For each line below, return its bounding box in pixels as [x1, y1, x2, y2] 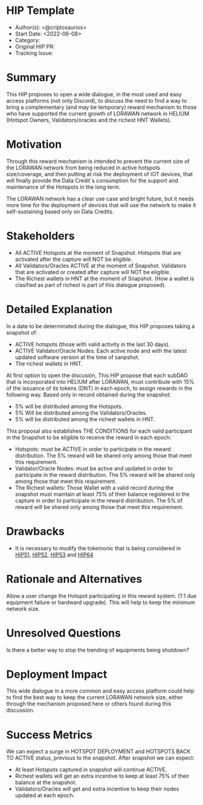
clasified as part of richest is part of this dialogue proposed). [14, 281, 166, 288]
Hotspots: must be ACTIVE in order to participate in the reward [14, 445, 171, 453]
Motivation [6, 137, 62, 151]
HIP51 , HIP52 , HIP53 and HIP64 [14, 551, 94, 558]
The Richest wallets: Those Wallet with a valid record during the [14, 484, 174, 491]
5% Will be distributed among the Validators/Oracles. [14, 409, 147, 416]
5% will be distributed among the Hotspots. [14, 402, 123, 410]
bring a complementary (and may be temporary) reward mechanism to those [6, 103, 197, 111]
